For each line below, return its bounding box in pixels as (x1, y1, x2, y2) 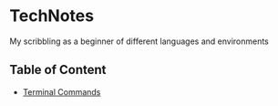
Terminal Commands (22, 86, 101, 97)
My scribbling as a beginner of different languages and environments (9, 36, 269, 47)
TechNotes (9, 5, 94, 26)
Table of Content (9, 62, 107, 78)
